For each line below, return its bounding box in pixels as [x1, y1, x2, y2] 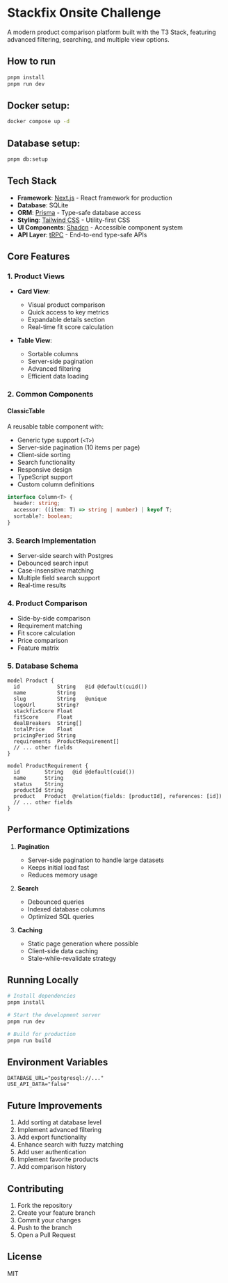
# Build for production [7, 1030, 76, 1037]
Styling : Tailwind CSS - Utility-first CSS [17, 216, 131, 224]
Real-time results [17, 581, 67, 589]
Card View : [17, 287, 51, 296]
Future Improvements [7, 1099, 103, 1111]
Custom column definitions [17, 480, 95, 488]
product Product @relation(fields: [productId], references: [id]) [13, 792, 222, 799]
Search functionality [17, 458, 75, 466]
